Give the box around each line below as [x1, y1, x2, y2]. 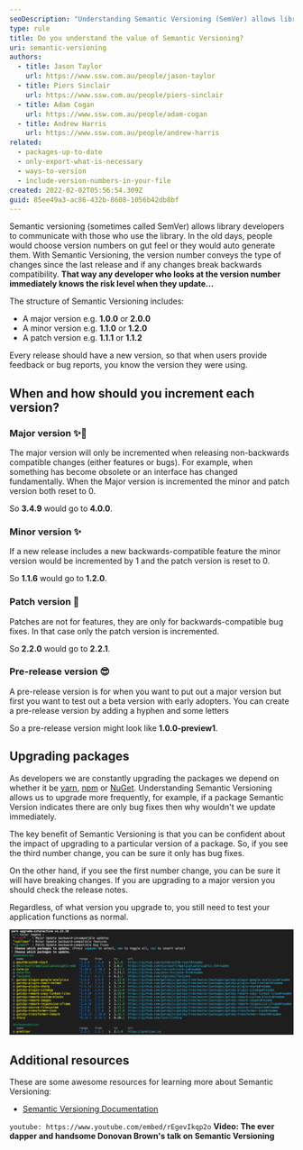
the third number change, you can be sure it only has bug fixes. [9, 847, 245, 858]
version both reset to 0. [9, 485, 96, 496]
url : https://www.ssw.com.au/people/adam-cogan [25, 109, 207, 119]
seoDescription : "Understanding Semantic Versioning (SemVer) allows [9, 14, 277, 23]
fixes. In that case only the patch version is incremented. [9, 625, 220, 636]
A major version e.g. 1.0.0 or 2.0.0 [22, 314, 151, 324]
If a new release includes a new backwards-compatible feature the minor [9, 546, 281, 557]
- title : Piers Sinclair [17, 81, 111, 90]
